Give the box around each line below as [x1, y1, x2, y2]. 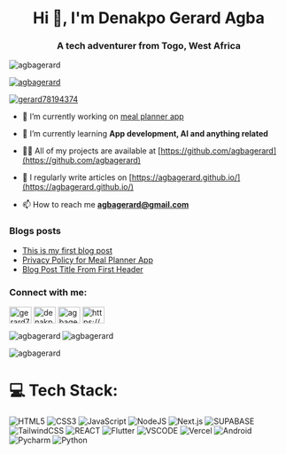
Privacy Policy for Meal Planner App [21, 254, 153, 265]
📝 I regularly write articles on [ [21, 172, 133, 183]
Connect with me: [9, 286, 88, 298]
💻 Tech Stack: [9, 380, 119, 401]
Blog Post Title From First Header [21, 263, 143, 274]
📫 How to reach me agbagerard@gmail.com [21, 200, 189, 210]
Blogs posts [9, 225, 62, 238]
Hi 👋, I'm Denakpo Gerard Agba [32, 8, 266, 28]
